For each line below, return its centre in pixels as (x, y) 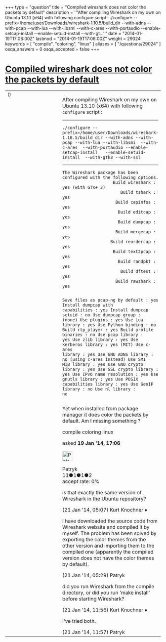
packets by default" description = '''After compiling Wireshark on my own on (83, 12)
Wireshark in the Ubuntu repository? (104, 499)
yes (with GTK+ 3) (84, 187)
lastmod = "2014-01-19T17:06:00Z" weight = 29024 (88, 39)
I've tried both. (79, 621)
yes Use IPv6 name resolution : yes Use (110, 374)
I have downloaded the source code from (110, 521)
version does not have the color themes (108, 558)
